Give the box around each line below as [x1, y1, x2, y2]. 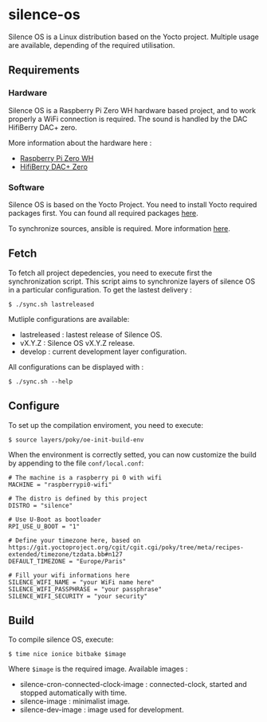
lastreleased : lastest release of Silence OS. [19, 329, 163, 339]
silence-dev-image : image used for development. [19, 705, 185, 715]
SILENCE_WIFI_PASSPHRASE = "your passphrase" [8, 585, 162, 593]
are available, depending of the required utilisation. [8, 40, 175, 49]
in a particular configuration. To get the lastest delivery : [8, 284, 193, 294]
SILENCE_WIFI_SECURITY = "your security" [8, 592, 148, 600]
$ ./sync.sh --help [8, 377, 73, 386]
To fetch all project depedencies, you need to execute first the [8, 268, 213, 277]
